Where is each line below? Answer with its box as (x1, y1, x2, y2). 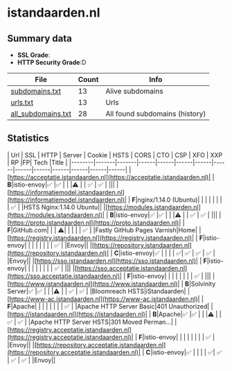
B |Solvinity (184, 279, 216, 288)
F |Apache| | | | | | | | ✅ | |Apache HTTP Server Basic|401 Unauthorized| (7, 302, 210, 310)
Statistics (7, 132, 50, 144)
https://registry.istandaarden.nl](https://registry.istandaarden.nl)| (9, 234, 195, 242)
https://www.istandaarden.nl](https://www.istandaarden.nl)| (9, 279, 180, 288)
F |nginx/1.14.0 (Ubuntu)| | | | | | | (131, 196, 223, 204)
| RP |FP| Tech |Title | (7, 158, 68, 166)
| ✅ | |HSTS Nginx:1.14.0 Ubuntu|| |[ (7, 202, 109, 211)
